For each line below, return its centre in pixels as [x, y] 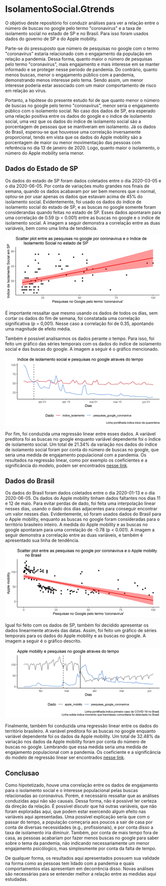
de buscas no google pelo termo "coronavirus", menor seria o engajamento [82, 105]
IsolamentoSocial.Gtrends [60, 9]
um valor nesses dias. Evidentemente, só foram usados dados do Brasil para [83, 514]
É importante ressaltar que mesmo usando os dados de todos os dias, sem [81, 313]
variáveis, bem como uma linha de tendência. [51, 228]
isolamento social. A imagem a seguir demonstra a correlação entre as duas [83, 223]
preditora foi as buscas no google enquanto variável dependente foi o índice [83, 439]
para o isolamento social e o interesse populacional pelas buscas [72, 791]
